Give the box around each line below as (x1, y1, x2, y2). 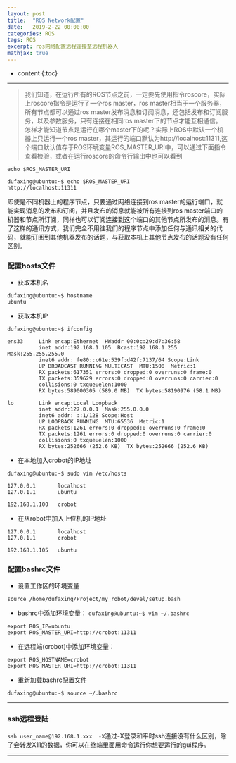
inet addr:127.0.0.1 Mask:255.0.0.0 (38, 406, 150, 413)
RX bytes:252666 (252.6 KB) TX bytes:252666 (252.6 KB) (38, 443, 209, 450)
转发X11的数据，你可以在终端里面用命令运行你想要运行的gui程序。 (19, 740, 211, 749)
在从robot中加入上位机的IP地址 (17, 514, 107, 523)
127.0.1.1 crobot (7, 535, 77, 542)
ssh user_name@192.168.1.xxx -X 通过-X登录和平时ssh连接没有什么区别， (7, 731, 221, 740)
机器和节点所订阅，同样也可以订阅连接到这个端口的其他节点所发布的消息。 (7, 215, 223, 223)
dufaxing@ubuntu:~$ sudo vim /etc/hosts (7, 470, 128, 478)
